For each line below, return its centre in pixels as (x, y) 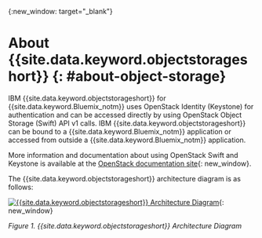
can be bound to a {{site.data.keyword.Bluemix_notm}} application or (120, 131)
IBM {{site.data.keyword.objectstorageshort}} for (87, 98)
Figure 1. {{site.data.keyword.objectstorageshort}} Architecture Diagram (125, 225)
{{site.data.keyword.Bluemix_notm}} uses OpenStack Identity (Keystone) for (131, 106)
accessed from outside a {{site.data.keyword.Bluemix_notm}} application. (127, 140)
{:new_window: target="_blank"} (61, 11)
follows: (21, 187)
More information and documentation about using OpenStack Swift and (123, 155)
